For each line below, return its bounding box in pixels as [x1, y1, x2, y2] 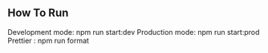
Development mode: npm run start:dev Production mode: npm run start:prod [7, 27, 260, 36]
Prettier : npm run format [7, 36, 90, 45]
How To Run [7, 6, 69, 20]
